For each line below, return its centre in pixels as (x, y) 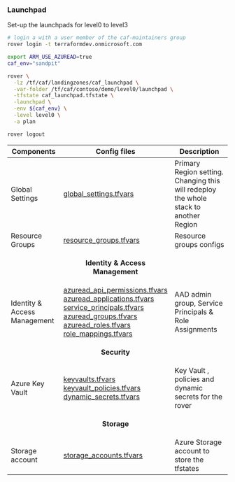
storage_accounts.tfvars (103, 455)
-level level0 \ (37, 115)
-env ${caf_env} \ (41, 109)
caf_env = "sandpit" (34, 63)
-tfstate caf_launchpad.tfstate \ (64, 96)
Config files (115, 151)
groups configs (199, 244)
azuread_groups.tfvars (100, 316)
